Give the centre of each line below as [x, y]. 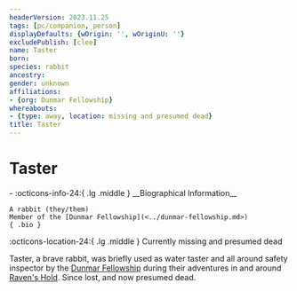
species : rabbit [39, 67]
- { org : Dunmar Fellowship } [61, 100]
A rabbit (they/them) [49, 209]
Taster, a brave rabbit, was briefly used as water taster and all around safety [148, 258]
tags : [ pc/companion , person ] [65, 26]
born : [19, 59]
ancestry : [28, 75]
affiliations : [36, 91]
